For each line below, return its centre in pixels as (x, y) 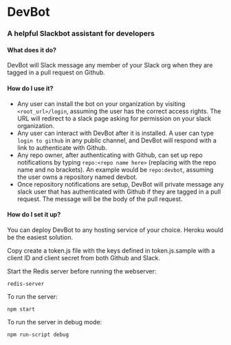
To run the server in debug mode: (55, 322)
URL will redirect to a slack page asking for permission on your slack (114, 118)
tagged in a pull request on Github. (56, 72)
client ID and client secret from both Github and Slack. (84, 258)
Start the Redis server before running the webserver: (82, 271)
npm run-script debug (38, 335)
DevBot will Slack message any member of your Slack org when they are (110, 65)
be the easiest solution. (40, 237)
